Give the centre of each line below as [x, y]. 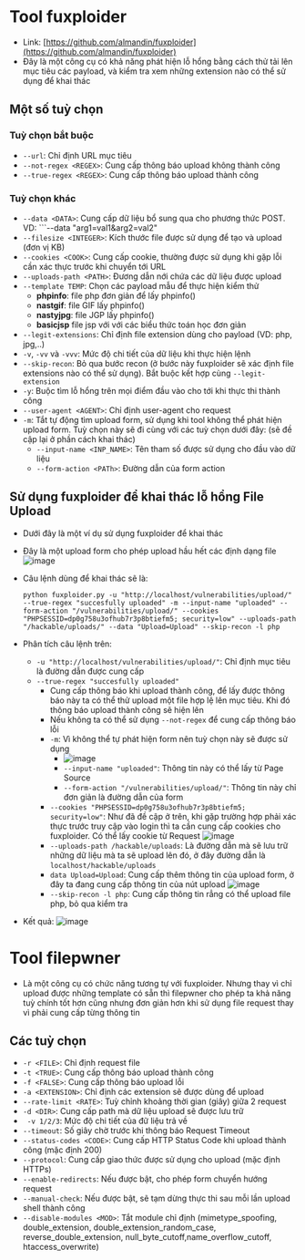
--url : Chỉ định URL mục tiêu [77, 155]
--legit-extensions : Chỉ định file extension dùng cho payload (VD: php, [158, 334]
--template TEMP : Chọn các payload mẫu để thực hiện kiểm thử [141, 285]
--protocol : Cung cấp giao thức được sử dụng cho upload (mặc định [151, 1160]
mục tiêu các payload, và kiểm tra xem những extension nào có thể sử [154, 71]
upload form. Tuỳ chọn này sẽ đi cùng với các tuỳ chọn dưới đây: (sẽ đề [158, 429]
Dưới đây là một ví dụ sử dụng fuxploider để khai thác [123, 533]
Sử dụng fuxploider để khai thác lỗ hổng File [137, 497]
